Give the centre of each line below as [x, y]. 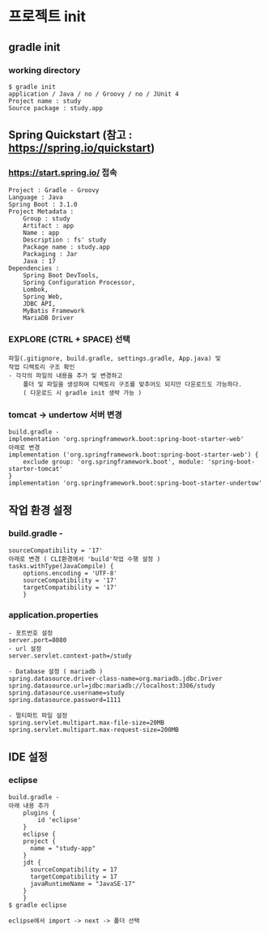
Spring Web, [43, 297]
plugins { [40, 813]
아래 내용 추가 [29, 806]
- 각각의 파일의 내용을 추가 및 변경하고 [66, 375]
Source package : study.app [56, 108]
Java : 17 [40, 261]
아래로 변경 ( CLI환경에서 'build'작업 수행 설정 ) [85, 559]
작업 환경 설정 [40, 510]
